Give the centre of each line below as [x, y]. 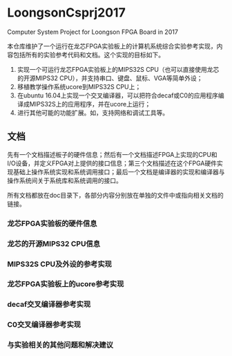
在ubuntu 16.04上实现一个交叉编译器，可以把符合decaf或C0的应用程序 [118, 95]
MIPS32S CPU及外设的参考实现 [60, 264]
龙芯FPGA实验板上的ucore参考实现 [66, 284]
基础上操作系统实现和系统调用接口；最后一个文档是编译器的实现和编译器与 [119, 171]
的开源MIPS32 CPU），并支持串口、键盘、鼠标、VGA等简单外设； [110, 78]
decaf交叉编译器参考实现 [49, 304]
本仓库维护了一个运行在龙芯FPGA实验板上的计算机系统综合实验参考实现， [112, 46]
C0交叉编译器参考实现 [44, 325]
